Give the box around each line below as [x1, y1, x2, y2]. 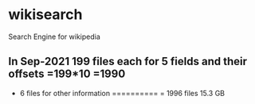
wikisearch [8, 6, 83, 24]
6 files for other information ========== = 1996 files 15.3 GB [19, 88, 226, 98]
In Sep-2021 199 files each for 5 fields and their [8, 55, 248, 68]
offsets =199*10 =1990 [8, 67, 126, 81]
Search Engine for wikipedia [8, 32, 101, 41]
